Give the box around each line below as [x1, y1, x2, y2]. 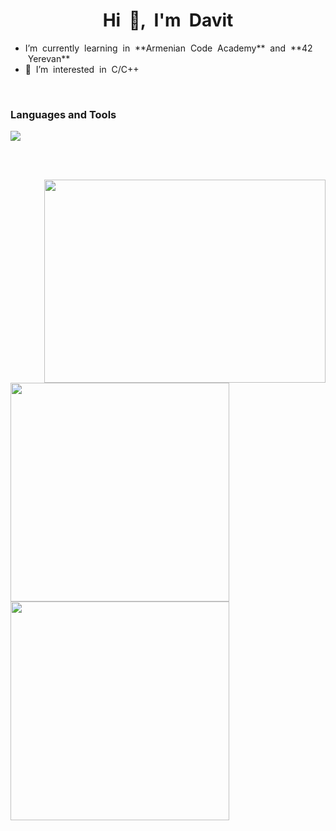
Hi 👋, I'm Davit [102, 9, 234, 32]
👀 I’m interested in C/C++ [24, 63, 140, 75]
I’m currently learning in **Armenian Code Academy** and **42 [24, 42, 313, 54]
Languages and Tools [10, 107, 117, 121]
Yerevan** [27, 52, 71, 64]
